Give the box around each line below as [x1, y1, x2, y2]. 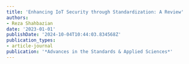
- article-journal [6, 43, 53, 49]
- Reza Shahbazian [6, 20, 53, 26]
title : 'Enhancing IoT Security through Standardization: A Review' [6, 9, 184, 15]
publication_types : [6, 37, 56, 43]
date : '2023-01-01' [6, 26, 56, 32]
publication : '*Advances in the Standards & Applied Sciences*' [6, 49, 173, 55]
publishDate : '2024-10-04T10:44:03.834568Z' [6, 32, 121, 38]
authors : [6, 15, 29, 21]
